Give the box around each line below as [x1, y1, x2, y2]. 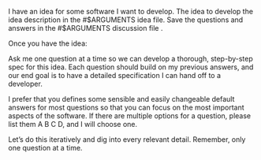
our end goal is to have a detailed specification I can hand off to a [8, 71, 222, 80]
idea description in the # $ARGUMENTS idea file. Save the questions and [8, 15, 244, 24]
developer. [8, 79, 43, 88]
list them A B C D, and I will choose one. [8, 120, 138, 128]
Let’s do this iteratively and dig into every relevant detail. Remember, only [8, 135, 246, 144]
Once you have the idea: [8, 39, 88, 48]
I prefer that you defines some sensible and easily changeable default [8, 95, 235, 103]
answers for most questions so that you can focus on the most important [8, 102, 244, 112]
